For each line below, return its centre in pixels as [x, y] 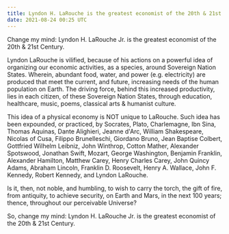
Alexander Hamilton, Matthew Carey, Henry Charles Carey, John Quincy [108, 160]
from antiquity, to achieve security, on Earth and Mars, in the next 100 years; [114, 195]
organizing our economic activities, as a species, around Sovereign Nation [112, 67]
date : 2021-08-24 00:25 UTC [47, 20]
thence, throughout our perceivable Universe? [72, 203]
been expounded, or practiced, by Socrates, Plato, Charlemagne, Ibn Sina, [112, 124]
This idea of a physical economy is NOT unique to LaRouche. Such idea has [114, 116]
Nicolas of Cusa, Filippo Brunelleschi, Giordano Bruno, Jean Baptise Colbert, [115, 138]
